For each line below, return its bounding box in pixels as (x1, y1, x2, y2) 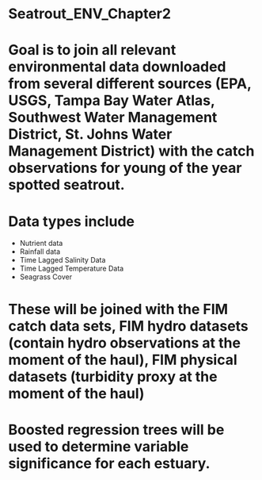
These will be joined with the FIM (8, 300, 228, 318)
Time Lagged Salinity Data (19, 255, 106, 265)
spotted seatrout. (8, 176, 125, 194)
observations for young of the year (8, 159, 242, 177)
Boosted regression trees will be (8, 420, 225, 439)
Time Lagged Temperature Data (19, 263, 124, 274)
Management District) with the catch (8, 142, 255, 160)
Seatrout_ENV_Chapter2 (8, 5, 172, 23)
